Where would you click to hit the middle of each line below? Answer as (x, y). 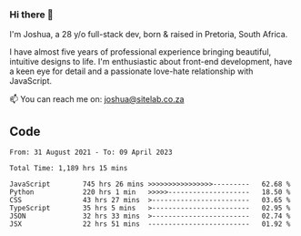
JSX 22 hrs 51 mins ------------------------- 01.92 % (150, 224)
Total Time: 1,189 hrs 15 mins (69, 169)
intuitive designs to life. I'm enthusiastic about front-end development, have (151, 62)
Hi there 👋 (32, 15)
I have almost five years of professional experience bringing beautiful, (140, 52)
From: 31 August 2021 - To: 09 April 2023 (91, 153)
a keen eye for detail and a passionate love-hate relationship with (131, 71)
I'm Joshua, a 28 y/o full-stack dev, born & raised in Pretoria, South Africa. (149, 35)
